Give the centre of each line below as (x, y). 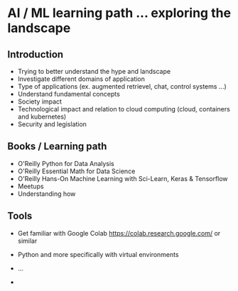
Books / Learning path (57, 147)
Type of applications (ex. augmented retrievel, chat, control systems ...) (122, 86)
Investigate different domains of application (81, 79)
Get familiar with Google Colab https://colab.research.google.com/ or (119, 233)
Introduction (36, 54)
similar (27, 241)
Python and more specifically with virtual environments (98, 254)
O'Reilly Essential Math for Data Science (76, 171)
